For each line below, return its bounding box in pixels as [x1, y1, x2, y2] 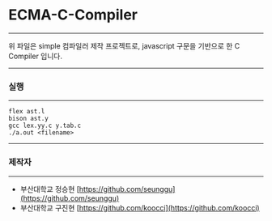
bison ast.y [8, 115, 49, 123]
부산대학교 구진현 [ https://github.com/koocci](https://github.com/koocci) [19, 202, 261, 212]
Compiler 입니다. [8, 51, 63, 61]
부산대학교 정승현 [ [19, 184, 79, 193]
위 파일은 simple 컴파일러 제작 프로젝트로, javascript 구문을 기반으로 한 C [8, 40, 240, 50]
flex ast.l [8, 108, 45, 116]
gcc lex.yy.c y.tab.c [8, 121, 82, 130]
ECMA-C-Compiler [8, 6, 138, 24]
